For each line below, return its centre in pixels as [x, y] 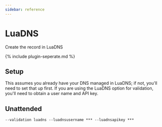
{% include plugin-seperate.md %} [40, 56]
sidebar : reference [25, 9]
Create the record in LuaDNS [34, 47]
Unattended [24, 109]
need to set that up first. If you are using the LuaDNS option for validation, [79, 88]
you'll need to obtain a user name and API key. [52, 94]
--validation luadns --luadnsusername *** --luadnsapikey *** [70, 120]
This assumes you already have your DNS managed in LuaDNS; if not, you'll [81, 83]
